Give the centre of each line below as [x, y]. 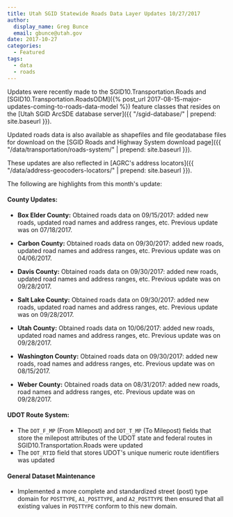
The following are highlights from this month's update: [85, 183]
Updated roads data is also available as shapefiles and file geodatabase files [117, 134]
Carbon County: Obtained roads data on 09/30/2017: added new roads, [120, 243]
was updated [36, 460]
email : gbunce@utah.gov [48, 33]
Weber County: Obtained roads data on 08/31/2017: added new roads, [119, 384]
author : [18, 20]
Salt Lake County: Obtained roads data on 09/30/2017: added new [113, 299]
